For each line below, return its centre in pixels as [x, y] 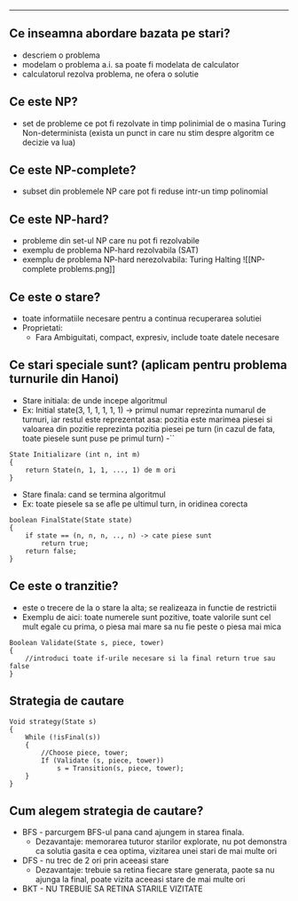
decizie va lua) [49, 142]
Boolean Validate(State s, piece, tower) [87, 642]
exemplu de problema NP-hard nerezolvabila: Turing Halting [131, 259]
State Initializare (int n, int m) [75, 454]
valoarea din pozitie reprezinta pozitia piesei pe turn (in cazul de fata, [149, 428]
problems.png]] [87, 269]
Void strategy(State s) [53, 722]
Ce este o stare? [55, 297]
